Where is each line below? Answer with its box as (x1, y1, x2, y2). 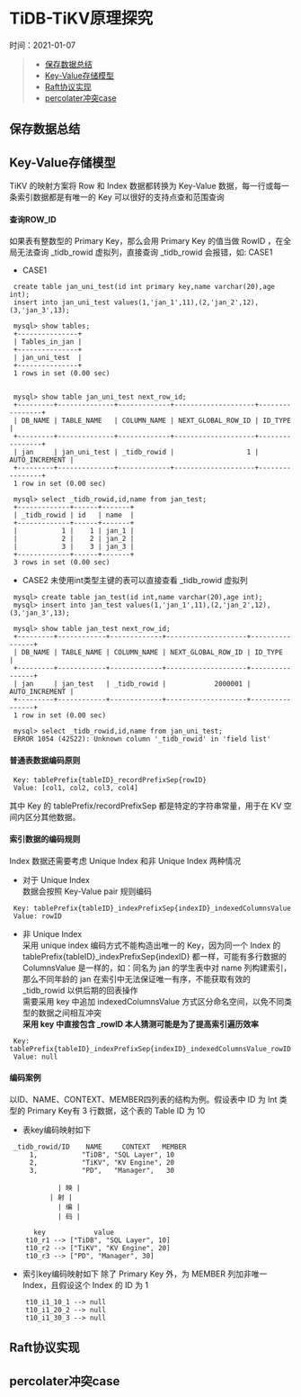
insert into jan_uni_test (13, 298, 111, 307)
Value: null (13, 1052, 58, 1061)
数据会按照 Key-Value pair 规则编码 (22, 886, 153, 897)
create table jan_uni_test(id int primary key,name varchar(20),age (13, 283, 276, 292)
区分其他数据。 (24, 811, 81, 822)
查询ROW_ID (9, 213, 57, 225)
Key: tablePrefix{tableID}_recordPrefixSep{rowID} (13, 775, 207, 784)
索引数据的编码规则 (9, 834, 81, 844)
